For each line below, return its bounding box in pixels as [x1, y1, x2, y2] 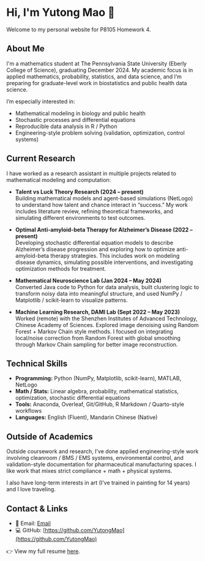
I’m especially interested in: [6, 97, 75, 105]
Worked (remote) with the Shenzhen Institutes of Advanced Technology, [15, 315, 198, 322]
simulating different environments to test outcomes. [15, 214, 146, 221]
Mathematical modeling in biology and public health [15, 110, 146, 117]
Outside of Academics [6, 431, 93, 442]
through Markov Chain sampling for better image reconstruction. [15, 341, 178, 348]
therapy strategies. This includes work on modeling [50, 252, 180, 259]
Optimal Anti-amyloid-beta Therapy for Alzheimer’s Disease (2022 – [15, 226, 193, 233]
